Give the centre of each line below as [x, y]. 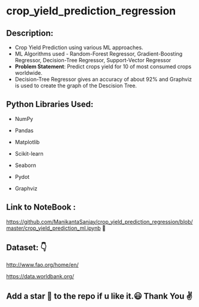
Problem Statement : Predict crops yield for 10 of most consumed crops [103, 66]
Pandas [24, 130]
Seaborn [25, 165]
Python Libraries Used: [50, 104]
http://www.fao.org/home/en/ [42, 265]
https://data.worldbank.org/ [40, 276]
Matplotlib [27, 142]
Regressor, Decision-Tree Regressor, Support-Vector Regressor [93, 60]
